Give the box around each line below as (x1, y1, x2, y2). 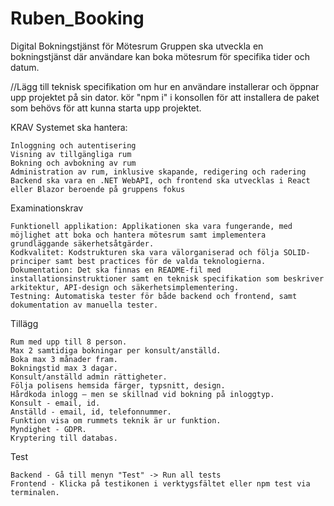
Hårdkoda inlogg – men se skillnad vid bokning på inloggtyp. (10, 389, 275, 399)
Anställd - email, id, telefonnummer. (10, 407, 172, 417)
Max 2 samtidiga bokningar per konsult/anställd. (10, 345, 222, 356)
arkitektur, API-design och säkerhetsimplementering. (10, 282, 240, 292)
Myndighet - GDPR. (10, 424, 87, 434)
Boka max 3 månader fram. (10, 354, 118, 364)
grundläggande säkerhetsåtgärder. (10, 238, 155, 249)
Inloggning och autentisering (10, 140, 137, 151)
